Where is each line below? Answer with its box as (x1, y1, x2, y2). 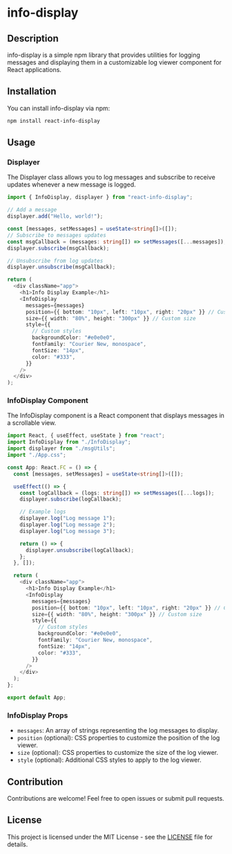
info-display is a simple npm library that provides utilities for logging (7, 51, 200, 59)
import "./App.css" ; (7, 452, 67, 459)
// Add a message (7, 207, 57, 214)
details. (7, 840, 28, 848)
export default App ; (7, 695, 67, 701)
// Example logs (19, 508, 67, 516)
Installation (7, 85, 57, 98)
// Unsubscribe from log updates (7, 257, 104, 264)
